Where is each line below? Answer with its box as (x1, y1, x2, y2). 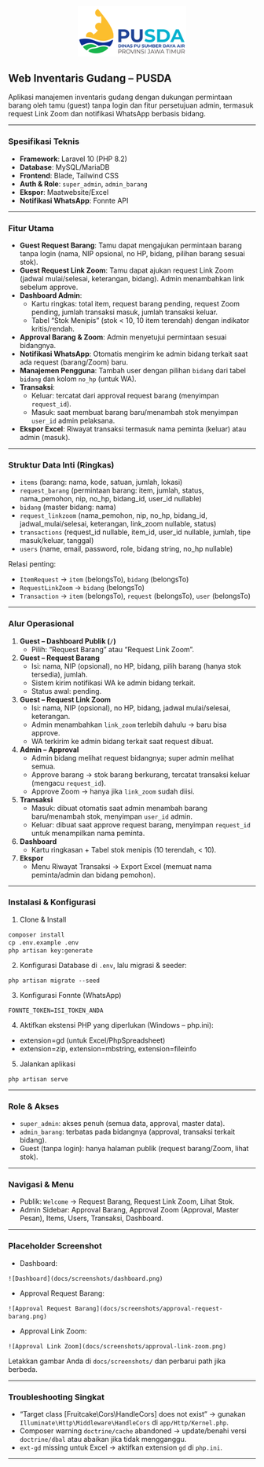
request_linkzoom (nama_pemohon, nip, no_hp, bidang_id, (19, 511, 208, 520)
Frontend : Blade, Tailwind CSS (19, 171, 119, 180)
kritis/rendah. (31, 324, 75, 333)
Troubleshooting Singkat (8, 1392, 104, 1403)
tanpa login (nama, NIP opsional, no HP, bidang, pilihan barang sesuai (19, 248, 245, 258)
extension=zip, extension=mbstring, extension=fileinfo (19, 1043, 196, 1053)
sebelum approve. (19, 282, 79, 292)
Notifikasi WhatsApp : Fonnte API (19, 196, 129, 205)
